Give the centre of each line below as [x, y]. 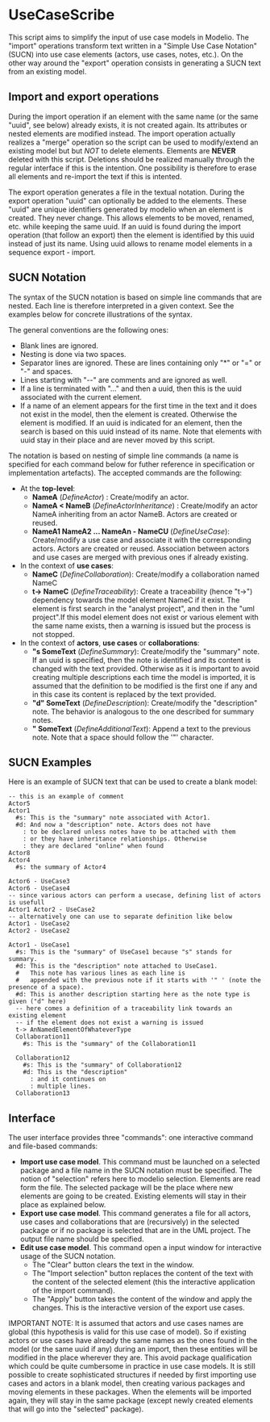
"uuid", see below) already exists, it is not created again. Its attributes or [128, 125]
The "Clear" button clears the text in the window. [113, 1265]
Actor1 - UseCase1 [39, 945]
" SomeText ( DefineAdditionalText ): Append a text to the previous [141, 728]
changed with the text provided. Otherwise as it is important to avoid [145, 669]
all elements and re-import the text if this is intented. [95, 176]
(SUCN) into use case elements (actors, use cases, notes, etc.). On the [126, 54]
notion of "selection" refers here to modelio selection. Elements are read [140, 1179]
